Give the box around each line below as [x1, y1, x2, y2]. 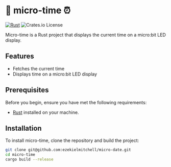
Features [5, 52, 34, 61]
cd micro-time [5, 152, 36, 157]
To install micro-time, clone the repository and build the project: [5, 137, 139, 144]
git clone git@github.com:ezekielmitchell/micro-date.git [5, 148, 131, 153]
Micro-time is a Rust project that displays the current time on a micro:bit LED [5, 32, 166, 38]
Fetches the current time [12, 65, 65, 71]
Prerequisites [5, 86, 49, 94]
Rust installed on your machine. [12, 109, 79, 115]
